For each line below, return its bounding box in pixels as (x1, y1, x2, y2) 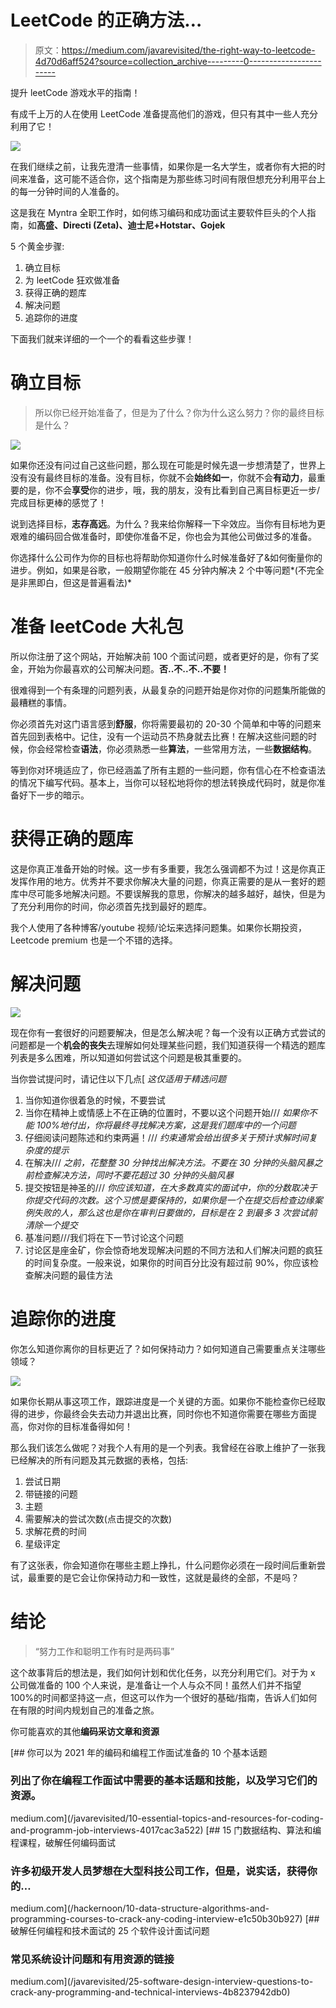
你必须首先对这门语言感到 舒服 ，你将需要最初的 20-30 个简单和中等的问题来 (10, 717, 322, 730)
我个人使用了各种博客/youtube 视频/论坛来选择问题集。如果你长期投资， (10, 921, 307, 933)
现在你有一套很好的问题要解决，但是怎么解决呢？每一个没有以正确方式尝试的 (10, 1026, 326, 1038)
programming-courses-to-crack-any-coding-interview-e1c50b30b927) (10, 1913, 303, 1925)
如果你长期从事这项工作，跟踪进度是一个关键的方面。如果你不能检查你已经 (10, 1395, 317, 1407)
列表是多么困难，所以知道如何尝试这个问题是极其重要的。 (10, 1051, 247, 1063)
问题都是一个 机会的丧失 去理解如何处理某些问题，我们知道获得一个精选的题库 (10, 1039, 326, 1051)
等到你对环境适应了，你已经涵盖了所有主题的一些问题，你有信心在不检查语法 (10, 764, 326, 776)
